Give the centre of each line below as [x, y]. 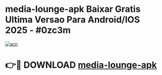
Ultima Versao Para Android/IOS [73, 20]
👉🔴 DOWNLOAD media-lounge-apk [81, 65]
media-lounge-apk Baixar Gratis [73, 9]
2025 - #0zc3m [38, 30]
